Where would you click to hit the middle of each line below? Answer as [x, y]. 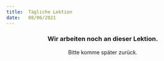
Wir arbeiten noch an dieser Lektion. [103, 39]
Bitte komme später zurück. [103, 52]
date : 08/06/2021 [31, 18]
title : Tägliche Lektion [39, 12]
